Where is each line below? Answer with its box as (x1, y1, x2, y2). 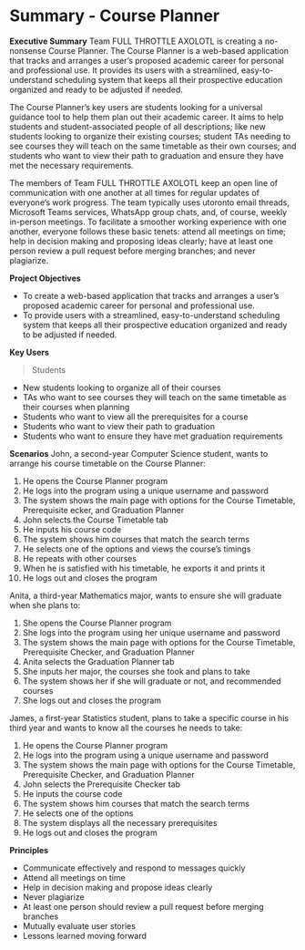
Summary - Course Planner (9, 5, 220, 26)
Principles (9, 844, 49, 855)
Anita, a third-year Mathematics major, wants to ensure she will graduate (9, 590, 282, 601)
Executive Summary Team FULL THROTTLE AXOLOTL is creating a (9, 36, 263, 46)
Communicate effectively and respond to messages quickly (22, 862, 246, 873)
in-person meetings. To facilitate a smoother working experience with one (9, 216, 287, 227)
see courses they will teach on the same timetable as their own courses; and (9, 140, 297, 151)
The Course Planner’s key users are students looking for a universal (9, 101, 263, 112)
